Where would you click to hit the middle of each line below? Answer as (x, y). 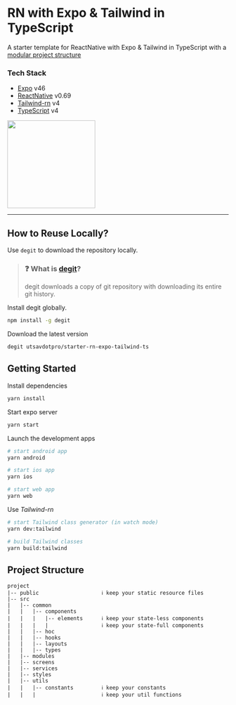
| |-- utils (28, 681)
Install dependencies (38, 386)
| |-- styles (29, 675)
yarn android (26, 458)
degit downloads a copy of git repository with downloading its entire (123, 286)
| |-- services (33, 668)
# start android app (38, 451)
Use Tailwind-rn (31, 509)
